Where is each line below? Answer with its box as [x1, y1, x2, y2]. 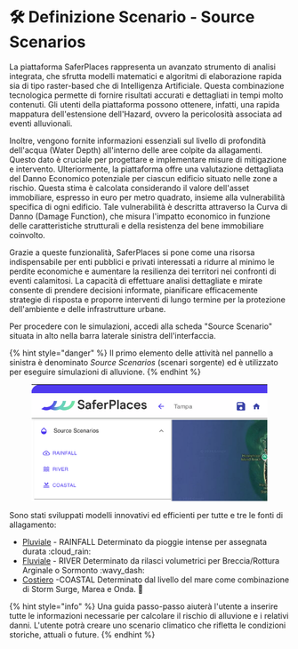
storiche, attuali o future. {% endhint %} [9, 629, 156, 640]
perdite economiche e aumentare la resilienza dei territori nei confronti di [9, 266, 277, 276]
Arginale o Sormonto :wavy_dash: [21, 565, 145, 576]
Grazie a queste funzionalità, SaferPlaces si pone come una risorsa [9, 246, 255, 258]
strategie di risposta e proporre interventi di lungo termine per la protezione [9, 294, 286, 305]
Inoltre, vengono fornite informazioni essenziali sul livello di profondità [9, 135, 267, 146]
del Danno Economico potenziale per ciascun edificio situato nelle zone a [9, 172, 278, 183]
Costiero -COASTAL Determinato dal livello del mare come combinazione [21, 574, 290, 585]
